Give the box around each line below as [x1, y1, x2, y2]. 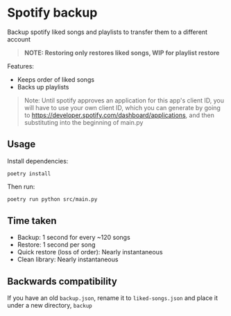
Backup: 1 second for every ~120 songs [17, 234, 130, 242]
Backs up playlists [17, 82, 69, 91]
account [7, 35, 31, 43]
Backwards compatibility [7, 275, 118, 287]
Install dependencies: [7, 157, 69, 165]
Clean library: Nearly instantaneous [17, 255, 119, 264]
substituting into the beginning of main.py [24, 118, 144, 126]
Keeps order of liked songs [17, 75, 95, 84]
